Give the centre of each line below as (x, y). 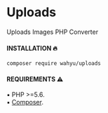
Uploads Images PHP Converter (53, 32)
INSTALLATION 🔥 (32, 48)
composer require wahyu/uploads (54, 64)
